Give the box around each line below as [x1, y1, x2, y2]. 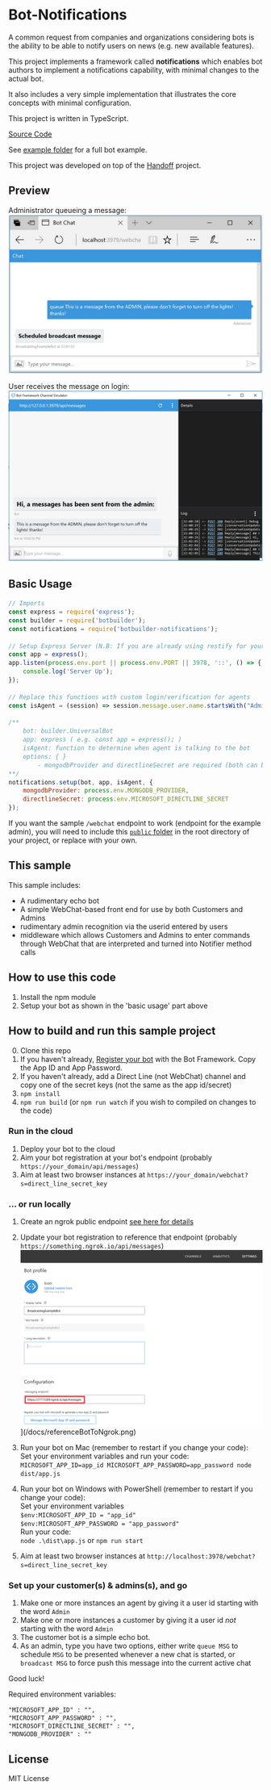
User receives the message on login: [8, 381, 131, 391]
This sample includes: [8, 880, 81, 889]
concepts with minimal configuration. [8, 98, 131, 107]
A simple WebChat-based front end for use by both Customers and [19, 904, 244, 914]
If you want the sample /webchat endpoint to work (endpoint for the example [8, 818, 261, 828]
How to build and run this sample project [8, 1024, 216, 1038]
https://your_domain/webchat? [146, 1171, 248, 1179]
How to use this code [8, 971, 116, 985]
